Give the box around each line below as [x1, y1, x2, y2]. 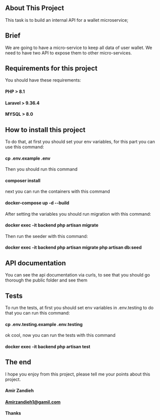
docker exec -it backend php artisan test [5, 343, 91, 349]
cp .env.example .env [5, 155, 51, 161]
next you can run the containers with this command [5, 188, 110, 194]
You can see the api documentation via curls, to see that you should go [5, 272, 150, 278]
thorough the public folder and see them [5, 277, 88, 283]
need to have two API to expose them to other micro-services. [5, 49, 132, 56]
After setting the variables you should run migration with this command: [5, 211, 151, 217]
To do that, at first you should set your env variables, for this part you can [5, 139, 155, 145]
